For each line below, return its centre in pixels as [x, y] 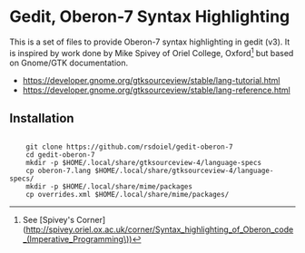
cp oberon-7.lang [59, 171]
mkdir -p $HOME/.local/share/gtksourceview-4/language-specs [143, 163]
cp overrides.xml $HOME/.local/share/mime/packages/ [128, 195]
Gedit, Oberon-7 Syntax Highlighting [150, 17]
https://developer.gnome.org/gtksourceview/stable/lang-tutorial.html [151, 80]
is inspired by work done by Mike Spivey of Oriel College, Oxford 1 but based [152, 52]
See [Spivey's [49, 220]
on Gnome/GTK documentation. [69, 63]
